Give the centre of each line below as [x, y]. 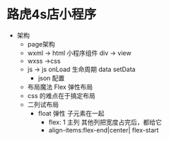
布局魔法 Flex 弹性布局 [60, 87]
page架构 [41, 44]
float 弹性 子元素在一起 [71, 113]
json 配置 [51, 78]
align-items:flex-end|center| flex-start [104, 130]
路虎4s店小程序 [52, 14]
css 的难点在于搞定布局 [62, 95]
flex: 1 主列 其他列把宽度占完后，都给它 [105, 122]
